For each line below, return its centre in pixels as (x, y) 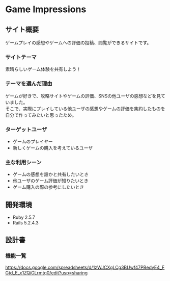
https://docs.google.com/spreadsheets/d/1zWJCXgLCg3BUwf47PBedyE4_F (85, 267)
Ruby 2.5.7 (24, 217)
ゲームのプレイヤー (33, 141)
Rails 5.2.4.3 (26, 223)
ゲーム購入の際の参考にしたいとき (48, 187)
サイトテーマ (21, 57)
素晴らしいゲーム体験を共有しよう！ (43, 69)
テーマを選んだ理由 (29, 84)
